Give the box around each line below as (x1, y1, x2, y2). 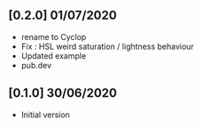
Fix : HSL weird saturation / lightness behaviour (20, 41, 194, 52)
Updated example (20, 50, 87, 61)
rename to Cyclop (20, 31, 87, 42)
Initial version (20, 109, 70, 120)
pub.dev (20, 60, 52, 70)
